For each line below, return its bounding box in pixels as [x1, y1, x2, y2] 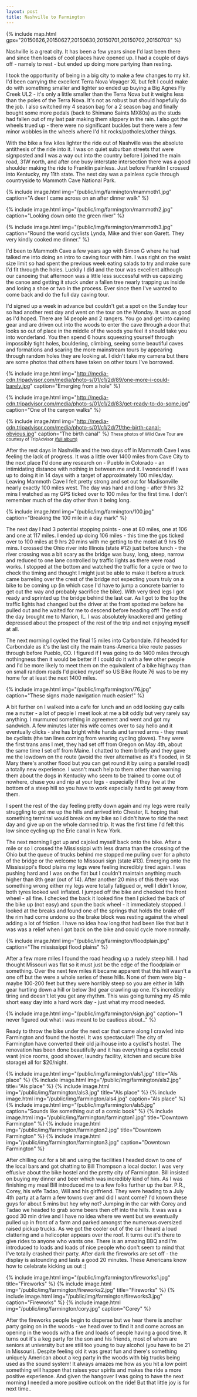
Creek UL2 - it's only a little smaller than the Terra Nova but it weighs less [6, 90, 184, 98]
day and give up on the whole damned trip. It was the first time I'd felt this [6, 821, 184, 828]
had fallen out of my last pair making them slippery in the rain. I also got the [6, 115, 189, 122]
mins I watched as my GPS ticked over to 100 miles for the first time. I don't [6, 490, 188, 497]
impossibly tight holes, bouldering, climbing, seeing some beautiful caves [6, 340, 184, 347]
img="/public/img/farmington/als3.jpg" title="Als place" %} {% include [6, 1089, 176, 1096]
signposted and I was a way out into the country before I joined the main [6, 152, 181, 159]
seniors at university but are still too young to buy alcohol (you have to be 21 [6, 1341, 191, 1348]
